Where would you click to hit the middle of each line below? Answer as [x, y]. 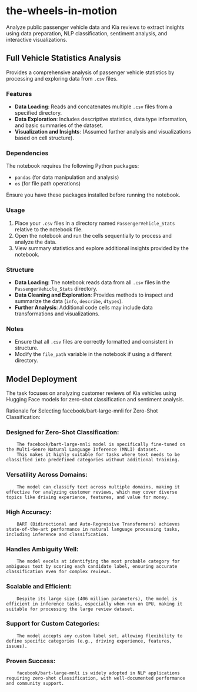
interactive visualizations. [37, 39]
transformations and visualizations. [57, 314]
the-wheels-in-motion [62, 11]
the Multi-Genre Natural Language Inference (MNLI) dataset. [83, 450]
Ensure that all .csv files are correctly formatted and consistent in [94, 342]
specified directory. [38, 113]
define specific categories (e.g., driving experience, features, [89, 641]
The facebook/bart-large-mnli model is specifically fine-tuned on [101, 445]
